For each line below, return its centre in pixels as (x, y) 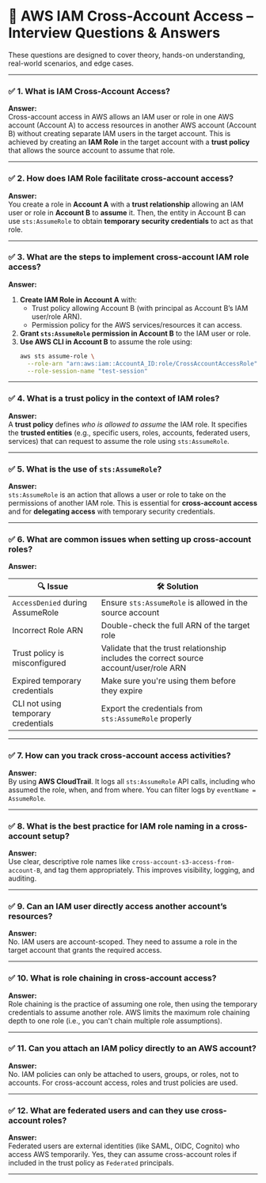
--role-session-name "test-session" (87, 371)
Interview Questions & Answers (114, 33)
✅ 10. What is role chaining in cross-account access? (112, 978)
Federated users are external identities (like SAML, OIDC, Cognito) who (124, 1146)
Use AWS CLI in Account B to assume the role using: (106, 341)
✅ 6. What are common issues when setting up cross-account (130, 539)
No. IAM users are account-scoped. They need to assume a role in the (123, 942)
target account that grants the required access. (85, 950)
